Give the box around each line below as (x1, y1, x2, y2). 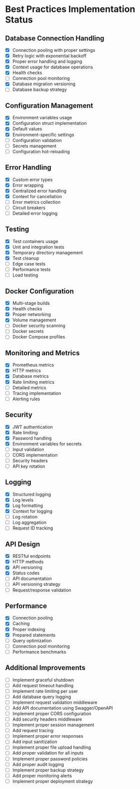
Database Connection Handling (5, 34, 105, 42)
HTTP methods (12, 559, 44, 565)
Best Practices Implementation (5, 3, 136, 15)
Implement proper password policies (12, 756, 88, 762)
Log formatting (12, 503, 43, 509)
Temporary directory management (12, 250, 83, 256)
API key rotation (12, 463, 45, 469)
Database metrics (12, 373, 49, 379)
